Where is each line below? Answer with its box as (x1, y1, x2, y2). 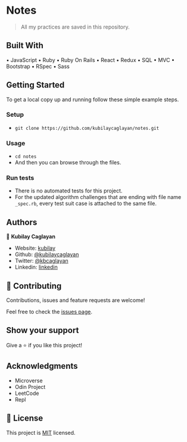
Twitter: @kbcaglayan (14, 257, 68, 264)
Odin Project (14, 383, 46, 390)
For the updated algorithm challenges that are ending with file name (14, 194, 182, 201)
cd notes (14, 154, 37, 160)
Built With (6, 41, 43, 51)
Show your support (6, 325, 79, 335)
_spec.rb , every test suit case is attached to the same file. (14, 200, 157, 207)
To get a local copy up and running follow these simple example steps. (6, 96, 179, 103)
